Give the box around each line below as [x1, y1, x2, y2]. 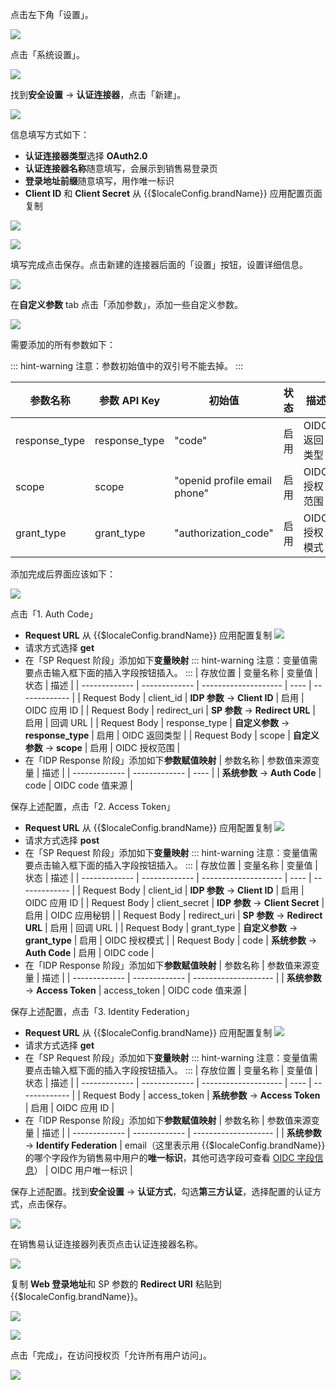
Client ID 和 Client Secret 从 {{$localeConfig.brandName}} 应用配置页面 [24, 188, 323, 199]
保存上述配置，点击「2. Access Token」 [10, 801, 176, 812]
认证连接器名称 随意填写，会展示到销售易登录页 [24, 163, 218, 174]
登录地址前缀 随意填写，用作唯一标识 [24, 175, 175, 187]
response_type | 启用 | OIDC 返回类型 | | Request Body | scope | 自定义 [24, 729, 320, 741]
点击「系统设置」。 [10, 49, 85, 60]
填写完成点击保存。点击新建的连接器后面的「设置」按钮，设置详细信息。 [10, 259, 308, 270]
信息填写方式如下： [10, 129, 90, 140]
